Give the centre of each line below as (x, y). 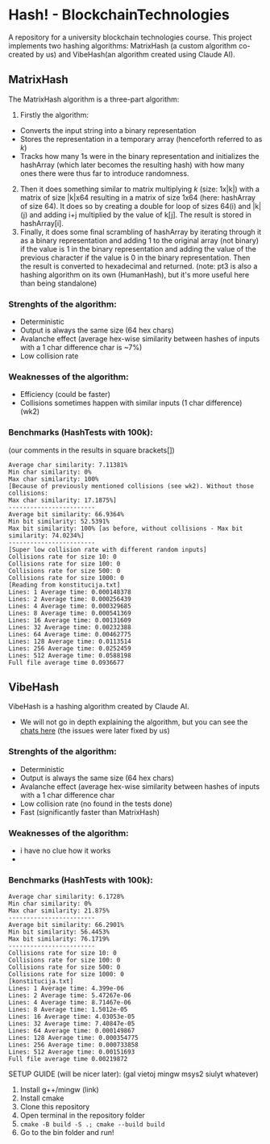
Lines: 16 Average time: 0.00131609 (70, 620)
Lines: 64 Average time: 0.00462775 (70, 634)
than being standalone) (58, 283)
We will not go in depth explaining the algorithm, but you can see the (134, 722)
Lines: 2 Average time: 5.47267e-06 (70, 996)
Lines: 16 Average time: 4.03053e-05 (72, 1017)
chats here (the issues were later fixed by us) (95, 731)
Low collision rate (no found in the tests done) (96, 804)
